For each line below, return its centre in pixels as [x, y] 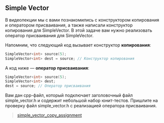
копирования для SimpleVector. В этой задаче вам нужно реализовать [79, 30]
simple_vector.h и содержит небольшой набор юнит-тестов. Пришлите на [82, 100]
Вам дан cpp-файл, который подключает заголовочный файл [69, 96]
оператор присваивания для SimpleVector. [49, 35]
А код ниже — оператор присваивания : [47, 68]
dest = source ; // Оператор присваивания [48, 86]
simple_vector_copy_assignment [49, 115]
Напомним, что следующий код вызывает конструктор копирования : [78, 45]
